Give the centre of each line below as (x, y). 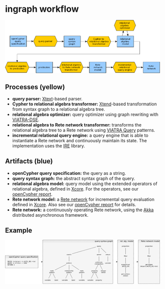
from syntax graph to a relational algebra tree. (59, 109)
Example (19, 231)
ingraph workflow (42, 9)
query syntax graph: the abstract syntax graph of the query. (74, 178)
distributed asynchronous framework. (50, 215)
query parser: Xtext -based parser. (47, 99)
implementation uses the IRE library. (48, 146)
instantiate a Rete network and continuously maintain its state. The (80, 141)
